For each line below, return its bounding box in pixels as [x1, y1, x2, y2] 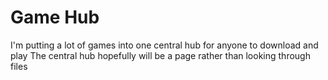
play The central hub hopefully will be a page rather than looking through [10, 49, 311, 61]
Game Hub [10, 6, 100, 29]
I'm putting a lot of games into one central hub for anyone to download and [10, 39, 319, 51]
